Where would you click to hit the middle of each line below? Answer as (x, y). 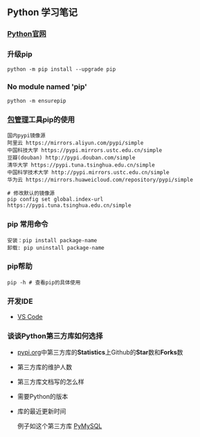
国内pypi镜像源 (27, 136)
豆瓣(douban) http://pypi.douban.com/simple (71, 158)
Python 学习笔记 (43, 12)
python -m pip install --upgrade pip (62, 69)
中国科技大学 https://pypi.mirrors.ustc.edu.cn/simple (85, 151)
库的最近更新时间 (42, 411)
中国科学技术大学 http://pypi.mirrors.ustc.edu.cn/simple (88, 173)
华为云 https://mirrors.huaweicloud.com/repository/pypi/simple (100, 180)
